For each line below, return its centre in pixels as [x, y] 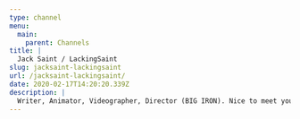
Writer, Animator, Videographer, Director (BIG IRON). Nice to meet [147, 101]
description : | [37, 92]
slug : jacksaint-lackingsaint [66, 68]
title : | [25, 51]
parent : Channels [58, 42]
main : [28, 34]
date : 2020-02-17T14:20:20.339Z [69, 84]
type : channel [36, 17]
